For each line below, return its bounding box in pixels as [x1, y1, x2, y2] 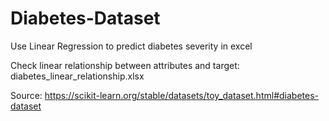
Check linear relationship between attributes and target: [10, 59, 240, 71]
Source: [10, 89, 43, 101]
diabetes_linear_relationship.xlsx [10, 70, 145, 82]
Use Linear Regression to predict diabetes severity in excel [10, 40, 253, 52]
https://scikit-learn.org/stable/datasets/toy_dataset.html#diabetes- [44, 89, 319, 101]
